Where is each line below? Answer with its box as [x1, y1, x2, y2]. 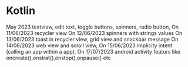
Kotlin [6, 4, 36, 17]
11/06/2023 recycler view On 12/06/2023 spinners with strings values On [6, 29, 183, 36]
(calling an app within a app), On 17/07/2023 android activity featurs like [6, 48, 181, 55]
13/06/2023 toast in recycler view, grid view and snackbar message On [6, 36, 179, 43]
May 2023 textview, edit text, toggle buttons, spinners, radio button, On [6, 23, 179, 30]
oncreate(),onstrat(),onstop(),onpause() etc [6, 54, 111, 61]
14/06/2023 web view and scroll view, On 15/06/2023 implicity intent [6, 42, 173, 49]
